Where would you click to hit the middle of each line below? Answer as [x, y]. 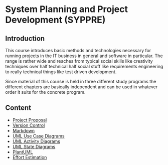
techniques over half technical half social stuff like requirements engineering [84, 66]
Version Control [29, 125]
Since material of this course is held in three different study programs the [81, 81]
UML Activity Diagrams [36, 141]
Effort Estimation [30, 157]
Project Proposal [30, 120]
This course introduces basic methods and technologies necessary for [78, 50]
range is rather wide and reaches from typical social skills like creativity [79, 61]
